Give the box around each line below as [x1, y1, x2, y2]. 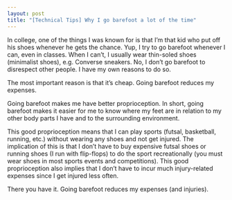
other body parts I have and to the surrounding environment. [7, 113, 180, 122]
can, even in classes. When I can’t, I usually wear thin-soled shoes [7, 50, 197, 59]
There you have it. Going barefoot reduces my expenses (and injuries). [7, 185, 209, 193]
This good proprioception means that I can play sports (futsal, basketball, [7, 127, 217, 136]
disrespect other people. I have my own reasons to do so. [7, 65, 172, 73]
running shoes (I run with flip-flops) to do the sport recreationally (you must [7, 149, 223, 158]
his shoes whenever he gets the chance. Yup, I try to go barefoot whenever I [7, 43, 226, 51]
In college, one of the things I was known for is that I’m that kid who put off [7, 35, 220, 44]
